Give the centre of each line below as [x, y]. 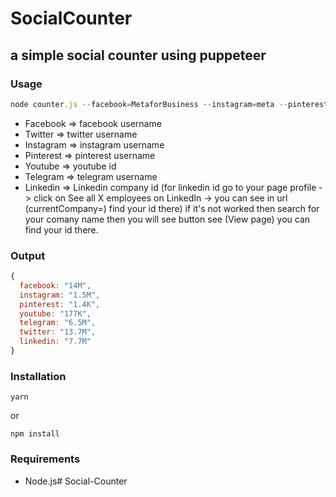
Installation [38, 376]
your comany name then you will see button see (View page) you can [167, 219]
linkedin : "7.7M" [55, 342]
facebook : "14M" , [55, 285]
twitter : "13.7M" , [58, 332]
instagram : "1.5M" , [60, 295]
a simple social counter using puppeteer [138, 55]
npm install [35, 434]
